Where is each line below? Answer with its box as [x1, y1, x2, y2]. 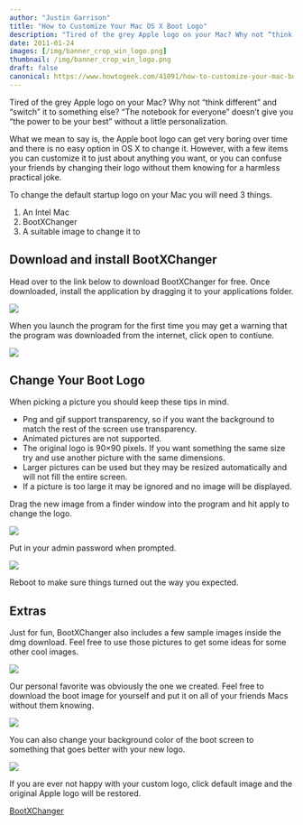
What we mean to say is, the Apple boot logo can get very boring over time [9, 133, 289, 144]
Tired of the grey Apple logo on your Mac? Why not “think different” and [9, 97, 278, 107]
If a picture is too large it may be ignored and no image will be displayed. [22, 481, 292, 492]
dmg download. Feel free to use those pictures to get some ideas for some [9, 637, 287, 648]
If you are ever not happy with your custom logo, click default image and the [9, 778, 293, 790]
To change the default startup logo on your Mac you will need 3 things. [9, 189, 273, 199]
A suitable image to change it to [22, 226, 141, 236]
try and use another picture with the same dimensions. [22, 452, 225, 463]
